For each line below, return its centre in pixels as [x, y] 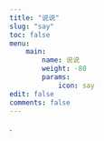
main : [36, 52]
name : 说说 [61, 60]
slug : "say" [32, 26]
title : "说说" [35, 18]
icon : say [76, 86]
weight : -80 [65, 69]
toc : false [30, 35]
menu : [19, 43]
